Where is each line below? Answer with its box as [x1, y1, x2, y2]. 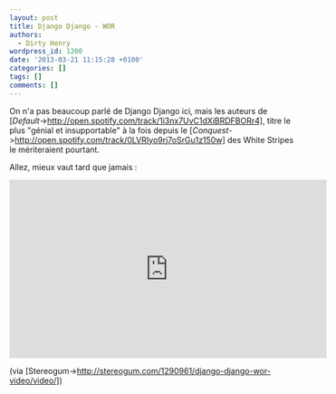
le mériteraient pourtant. [9, 144, 100, 155]
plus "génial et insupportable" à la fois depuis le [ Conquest [9, 124, 229, 136]
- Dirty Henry [17, 38, 71, 48]
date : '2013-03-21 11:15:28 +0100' [9, 55, 144, 64]
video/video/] [9, 375, 60, 386]
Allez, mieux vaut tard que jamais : [9, 161, 138, 172]
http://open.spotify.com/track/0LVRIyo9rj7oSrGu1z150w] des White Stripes [14, 134, 294, 145]
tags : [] [9, 72, 43, 82]
